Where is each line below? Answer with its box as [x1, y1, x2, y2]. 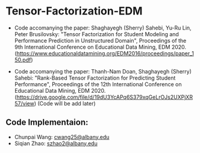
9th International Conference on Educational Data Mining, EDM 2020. [14, 43, 187, 51]
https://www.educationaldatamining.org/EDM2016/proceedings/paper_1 [16, 49, 194, 57]
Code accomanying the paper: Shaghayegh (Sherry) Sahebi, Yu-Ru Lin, [14, 24, 192, 31]
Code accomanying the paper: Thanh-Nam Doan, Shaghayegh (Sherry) [14, 67, 192, 75]
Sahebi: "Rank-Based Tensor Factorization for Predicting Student [14, 74, 176, 81]
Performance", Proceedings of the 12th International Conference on [14, 80, 182, 88]
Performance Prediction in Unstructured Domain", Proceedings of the [14, 37, 187, 44]
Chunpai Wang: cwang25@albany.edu [14, 133, 110, 140]
